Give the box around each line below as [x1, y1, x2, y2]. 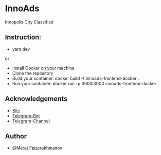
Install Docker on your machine [12, 65, 74, 71]
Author [5, 132, 27, 140]
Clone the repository [12, 70, 54, 76]
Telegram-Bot [12, 113, 40, 118]
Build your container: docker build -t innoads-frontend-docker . [12, 75, 140, 81]
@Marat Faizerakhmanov [12, 145, 62, 151]
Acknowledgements [5, 95, 68, 103]
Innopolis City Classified [5, 19, 54, 25]
